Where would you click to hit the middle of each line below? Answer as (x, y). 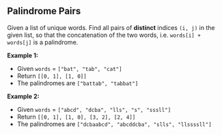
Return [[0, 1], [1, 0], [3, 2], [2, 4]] (76, 117)
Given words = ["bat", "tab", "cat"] (69, 68)
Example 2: (23, 96)
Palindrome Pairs (44, 11)
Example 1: (23, 55)
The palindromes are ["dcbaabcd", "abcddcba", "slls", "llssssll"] (114, 124)
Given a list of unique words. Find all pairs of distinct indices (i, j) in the (111, 27)
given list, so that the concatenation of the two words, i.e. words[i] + (104, 35)
